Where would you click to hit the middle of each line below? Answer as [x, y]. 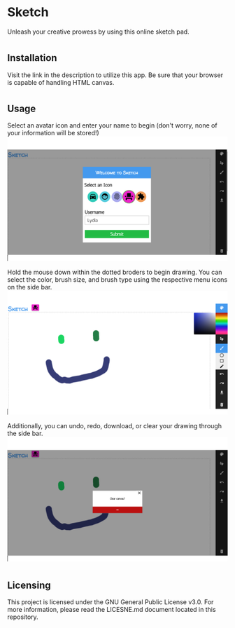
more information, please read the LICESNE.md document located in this [112, 610]
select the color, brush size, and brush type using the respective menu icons [117, 279]
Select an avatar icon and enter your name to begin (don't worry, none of [113, 125]
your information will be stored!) [53, 133]
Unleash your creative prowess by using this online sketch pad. [99, 32]
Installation [32, 58]
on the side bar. [30, 287]
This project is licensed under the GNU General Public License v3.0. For [111, 602]
